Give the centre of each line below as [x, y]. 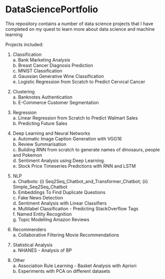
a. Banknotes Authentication [43, 97]
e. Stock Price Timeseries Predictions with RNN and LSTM [74, 166]
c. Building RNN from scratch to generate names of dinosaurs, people [86, 149]
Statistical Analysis [33, 245]
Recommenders [29, 229]
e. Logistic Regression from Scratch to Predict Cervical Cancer [79, 82]
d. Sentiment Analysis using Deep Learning [58, 161]
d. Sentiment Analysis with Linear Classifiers [59, 203]
